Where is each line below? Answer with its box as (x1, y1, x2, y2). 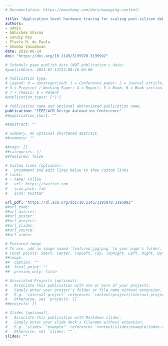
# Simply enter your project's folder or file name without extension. (5, 288, 162, 293)
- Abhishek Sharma (5, 30, 43, 35)
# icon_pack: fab (5, 186, 46, 191)
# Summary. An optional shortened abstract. (5, 131, 99, 136)
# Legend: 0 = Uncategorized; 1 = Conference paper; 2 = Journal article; (5, 81, 164, 86)
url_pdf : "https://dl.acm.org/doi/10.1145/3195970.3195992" (5, 200, 133, 205)
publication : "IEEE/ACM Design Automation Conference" (5, 108, 122, 113)
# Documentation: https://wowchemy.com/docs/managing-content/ (5, 7, 140, 12)
